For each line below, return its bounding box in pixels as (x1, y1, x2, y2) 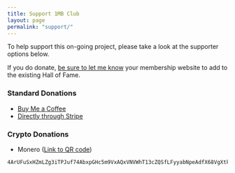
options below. (7, 50, 50, 58)
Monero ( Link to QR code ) (17, 145, 92, 153)
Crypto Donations (7, 129, 69, 139)
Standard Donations (7, 88, 77, 98)
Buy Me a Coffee (17, 104, 66, 113)
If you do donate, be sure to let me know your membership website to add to (7, 64, 228, 72)
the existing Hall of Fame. (7, 71, 80, 79)
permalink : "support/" (7, 23, 73, 30)
